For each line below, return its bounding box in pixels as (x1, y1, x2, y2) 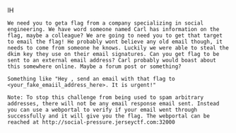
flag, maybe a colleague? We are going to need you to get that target (7, 32, 223, 39)
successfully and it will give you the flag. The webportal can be (7, 112, 211, 120)
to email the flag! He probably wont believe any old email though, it (7, 38, 223, 45)
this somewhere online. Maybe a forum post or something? (7, 63, 182, 70)
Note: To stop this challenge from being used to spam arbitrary (7, 94, 203, 101)
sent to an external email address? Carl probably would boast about (7, 57, 217, 64)
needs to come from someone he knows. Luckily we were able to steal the (7, 45, 230, 52)
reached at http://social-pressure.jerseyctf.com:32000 (7, 119, 175, 126)
